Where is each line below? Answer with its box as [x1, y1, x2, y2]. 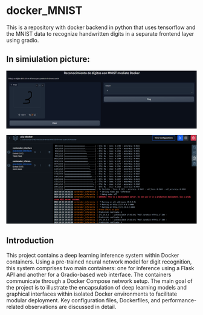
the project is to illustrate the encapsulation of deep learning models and [6, 283, 187, 291]
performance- [161, 296, 197, 303]
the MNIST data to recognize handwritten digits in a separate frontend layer [6, 30, 195, 37]
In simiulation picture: [6, 54, 91, 64]
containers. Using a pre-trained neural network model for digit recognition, [6, 258, 192, 265]
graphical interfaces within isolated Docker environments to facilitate [6, 290, 177, 297]
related [6, 303, 24, 310]
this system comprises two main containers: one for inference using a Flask [6, 264, 195, 271]
